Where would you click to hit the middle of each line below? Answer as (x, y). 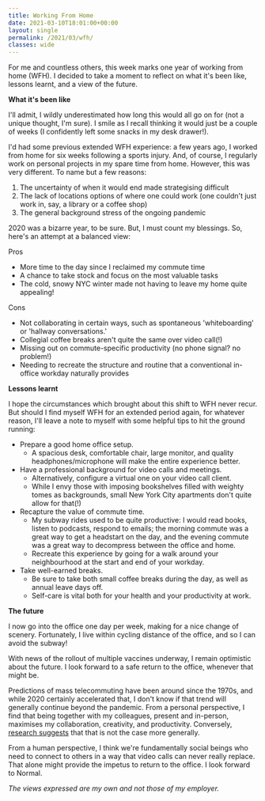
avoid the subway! (38, 643)
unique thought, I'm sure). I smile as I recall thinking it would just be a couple (133, 123)
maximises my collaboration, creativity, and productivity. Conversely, (120, 724)
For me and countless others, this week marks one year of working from (126, 67)
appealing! (37, 293)
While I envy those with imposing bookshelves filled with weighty (138, 486)
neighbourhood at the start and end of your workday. (118, 562)
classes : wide (32, 45)
